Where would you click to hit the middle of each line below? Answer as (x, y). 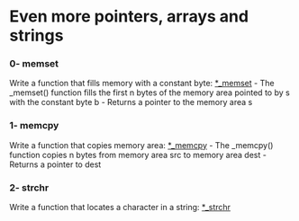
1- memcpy (34, 126)
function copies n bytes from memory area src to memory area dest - (138, 155)
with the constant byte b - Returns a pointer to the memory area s (131, 102)
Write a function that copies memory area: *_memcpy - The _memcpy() (141, 145)
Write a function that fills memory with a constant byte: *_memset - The (142, 84)
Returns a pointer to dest (55, 164)
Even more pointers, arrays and (129, 17)
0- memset (34, 64)
